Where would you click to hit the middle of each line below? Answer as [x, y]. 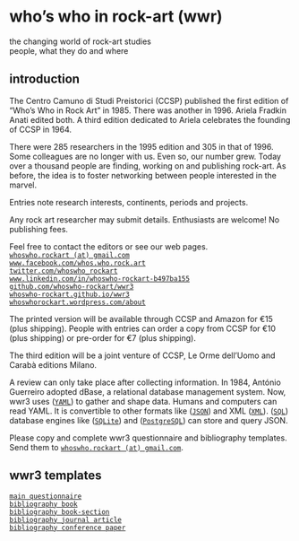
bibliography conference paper [68, 528]
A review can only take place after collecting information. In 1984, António [145, 382]
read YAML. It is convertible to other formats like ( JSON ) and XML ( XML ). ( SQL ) [149, 411]
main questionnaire [46, 496]
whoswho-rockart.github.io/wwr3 [69, 294]
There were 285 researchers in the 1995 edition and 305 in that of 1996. [141, 146]
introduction [45, 79]
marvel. [23, 185]
